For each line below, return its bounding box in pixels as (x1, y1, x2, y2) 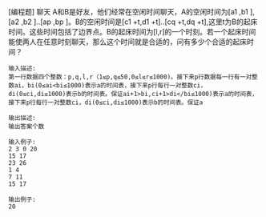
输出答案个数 (8, 123, 45, 131)
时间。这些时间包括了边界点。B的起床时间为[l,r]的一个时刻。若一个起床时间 (8, 27, 256, 36)
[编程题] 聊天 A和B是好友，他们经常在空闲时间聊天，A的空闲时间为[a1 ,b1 (8, 7, 248, 16)
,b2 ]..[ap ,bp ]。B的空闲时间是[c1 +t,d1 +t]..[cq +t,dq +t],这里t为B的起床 (21, 17, 258, 26)
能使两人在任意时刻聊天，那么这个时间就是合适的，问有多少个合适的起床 (8, 37, 247, 46)
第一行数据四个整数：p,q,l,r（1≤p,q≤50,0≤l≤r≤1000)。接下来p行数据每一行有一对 (8, 73, 252, 81)
